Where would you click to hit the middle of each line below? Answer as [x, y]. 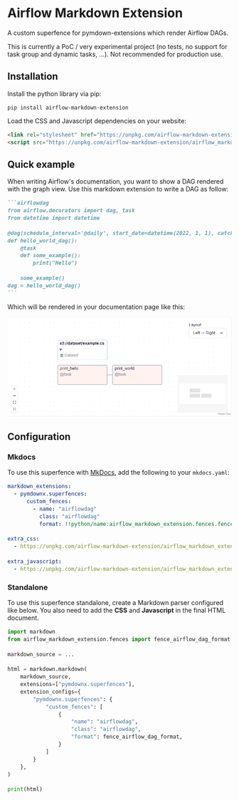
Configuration [39, 437]
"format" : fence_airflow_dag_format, [127, 737]
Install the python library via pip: [54, 93]
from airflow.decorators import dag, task [71, 211]
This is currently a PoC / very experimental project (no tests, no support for [117, 46]
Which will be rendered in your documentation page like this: [96, 307]
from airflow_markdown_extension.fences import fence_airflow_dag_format [119, 639]
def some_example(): [51, 256]
